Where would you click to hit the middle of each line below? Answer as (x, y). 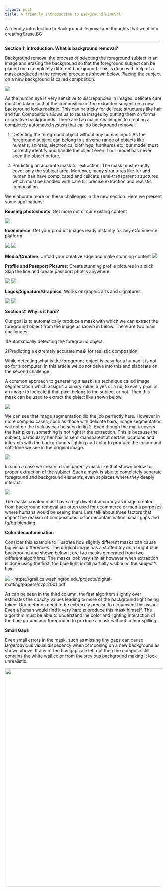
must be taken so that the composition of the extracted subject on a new (80, 103)
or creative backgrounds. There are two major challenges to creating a (77, 119)
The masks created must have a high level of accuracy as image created (80, 501)
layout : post (19, 10)
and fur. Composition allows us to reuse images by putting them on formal (81, 114)
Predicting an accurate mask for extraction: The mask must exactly (81, 165)
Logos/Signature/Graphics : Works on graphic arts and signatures (73, 291)
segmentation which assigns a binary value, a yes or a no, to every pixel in (81, 386)
